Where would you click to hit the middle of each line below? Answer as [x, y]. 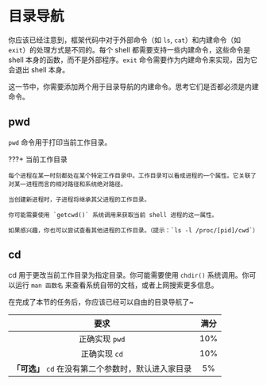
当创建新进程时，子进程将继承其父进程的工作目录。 [79, 200]
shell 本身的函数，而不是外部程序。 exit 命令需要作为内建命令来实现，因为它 [133, 60]
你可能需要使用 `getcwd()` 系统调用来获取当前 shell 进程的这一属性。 [113, 215]
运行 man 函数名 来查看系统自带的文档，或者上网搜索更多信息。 [116, 285]
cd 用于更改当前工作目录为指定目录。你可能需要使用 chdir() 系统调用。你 [129, 274]
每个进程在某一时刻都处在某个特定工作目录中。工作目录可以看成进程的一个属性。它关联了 [132, 176]
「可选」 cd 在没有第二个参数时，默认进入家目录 [102, 368]
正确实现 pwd [102, 339]
